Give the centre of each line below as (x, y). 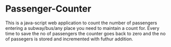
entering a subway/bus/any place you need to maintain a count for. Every (82, 28)
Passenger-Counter (48, 9)
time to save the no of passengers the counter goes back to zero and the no (85, 33)
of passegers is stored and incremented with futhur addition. (69, 39)
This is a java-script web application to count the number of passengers (81, 23)
